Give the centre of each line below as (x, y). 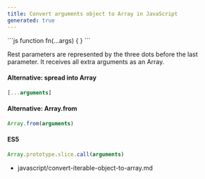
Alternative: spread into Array (52, 78)
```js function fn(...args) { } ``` (49, 40)
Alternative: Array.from (42, 109)
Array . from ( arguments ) (41, 123)
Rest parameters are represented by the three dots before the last (103, 54)
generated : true (31, 20)
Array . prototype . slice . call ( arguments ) (66, 154)
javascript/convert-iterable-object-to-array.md (85, 168)
